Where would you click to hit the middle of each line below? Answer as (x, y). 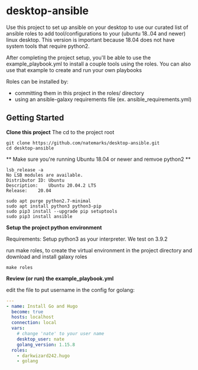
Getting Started (35, 118)
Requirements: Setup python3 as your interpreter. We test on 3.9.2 (87, 239)
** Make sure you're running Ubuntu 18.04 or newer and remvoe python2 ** (98, 159)
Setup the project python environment (54, 227)
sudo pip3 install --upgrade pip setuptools (62, 211)
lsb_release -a (25, 170)
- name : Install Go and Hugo (42, 306)
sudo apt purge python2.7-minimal (49, 201)
